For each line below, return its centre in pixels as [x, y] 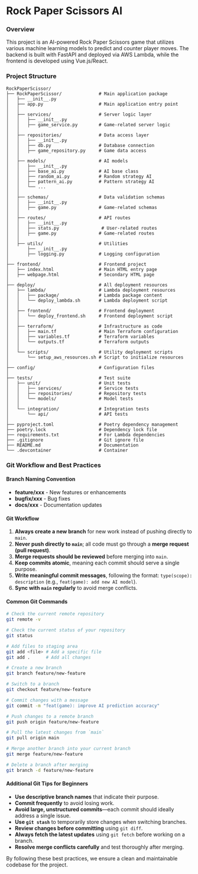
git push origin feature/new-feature [53, 722]
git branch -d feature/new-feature [50, 770]
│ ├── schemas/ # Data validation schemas [86, 197]
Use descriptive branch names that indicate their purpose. [87, 797]
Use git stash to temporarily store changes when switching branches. [101, 821]
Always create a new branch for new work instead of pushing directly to [103, 531]
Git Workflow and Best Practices [54, 465]
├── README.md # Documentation [72, 445]
